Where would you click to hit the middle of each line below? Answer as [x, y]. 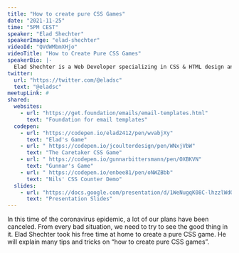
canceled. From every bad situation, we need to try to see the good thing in [118, 227]
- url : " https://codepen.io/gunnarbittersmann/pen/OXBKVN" [111, 160]
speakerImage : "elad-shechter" [54, 41]
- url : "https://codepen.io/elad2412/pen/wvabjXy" [97, 133]
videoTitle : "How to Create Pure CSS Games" [74, 54]
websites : [28, 107]
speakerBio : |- [30, 60]
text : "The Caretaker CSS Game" [74, 153]
